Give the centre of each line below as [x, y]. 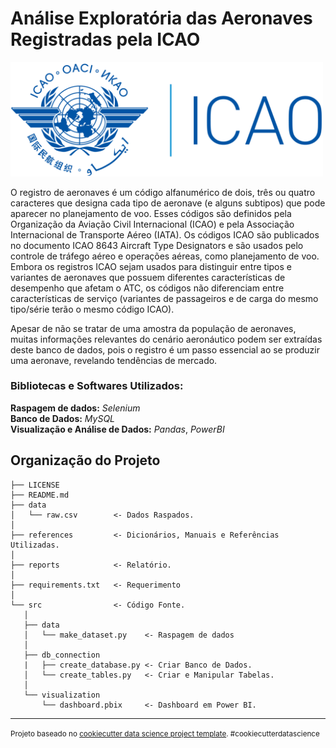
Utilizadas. [35, 545]
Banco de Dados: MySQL [63, 418]
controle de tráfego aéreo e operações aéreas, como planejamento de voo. [165, 256]
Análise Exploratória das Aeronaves [161, 18]
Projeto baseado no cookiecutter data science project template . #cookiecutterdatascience [165, 733]
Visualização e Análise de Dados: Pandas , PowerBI [117, 429]
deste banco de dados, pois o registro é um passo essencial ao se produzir [165, 349]
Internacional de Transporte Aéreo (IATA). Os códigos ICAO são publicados [165, 234]
